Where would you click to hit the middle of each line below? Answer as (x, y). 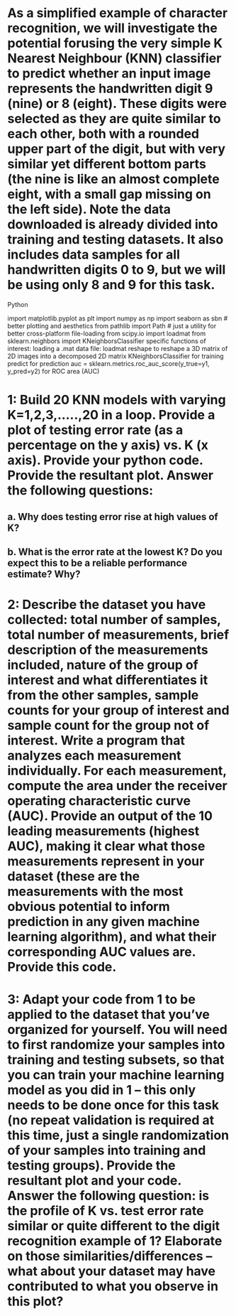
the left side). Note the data (89, 209)
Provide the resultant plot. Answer (111, 476)
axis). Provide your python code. (105, 460)
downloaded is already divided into (113, 225)
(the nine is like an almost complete (113, 179)
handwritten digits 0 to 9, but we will (117, 270)
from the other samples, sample (103, 695)
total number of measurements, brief (118, 635)
